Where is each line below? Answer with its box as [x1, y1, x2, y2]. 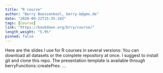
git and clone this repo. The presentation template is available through [5, 58, 145, 63]
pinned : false [5, 34, 34, 39]
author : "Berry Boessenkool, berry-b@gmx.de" [5, 12, 99, 16]
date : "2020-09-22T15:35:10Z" [5, 16, 67, 21]
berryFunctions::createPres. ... [5, 62, 66, 68]
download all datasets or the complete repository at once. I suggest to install [5, 52, 159, 58]
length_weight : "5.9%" [5, 29, 51, 34]
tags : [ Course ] [5, 20, 36, 26]
